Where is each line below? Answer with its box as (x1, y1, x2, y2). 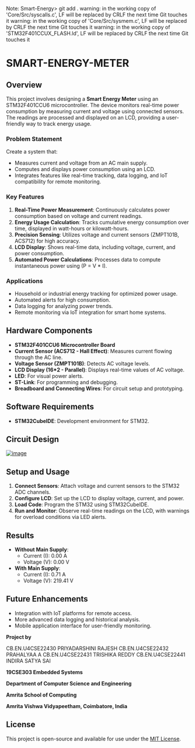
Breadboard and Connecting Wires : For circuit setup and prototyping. (14, 385, 184, 392)
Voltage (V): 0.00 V (23, 558, 69, 565)
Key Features (6, 193, 45, 201)
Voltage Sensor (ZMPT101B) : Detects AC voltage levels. (14, 360, 151, 367)
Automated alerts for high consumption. (14, 296, 111, 303)
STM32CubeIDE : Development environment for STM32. (14, 417, 149, 424)
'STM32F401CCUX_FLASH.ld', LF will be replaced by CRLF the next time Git (6, 30, 189, 37)
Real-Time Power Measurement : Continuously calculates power (14, 206, 170, 213)
